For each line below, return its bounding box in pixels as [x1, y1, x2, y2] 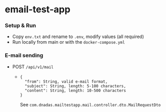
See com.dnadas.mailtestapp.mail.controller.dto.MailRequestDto [20, 101, 161, 107]
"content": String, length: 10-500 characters [24, 88, 126, 93]
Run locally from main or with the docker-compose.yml [12, 39, 125, 45]
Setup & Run [5, 22, 36, 29]
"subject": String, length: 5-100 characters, [24, 83, 126, 88]
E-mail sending [5, 52, 44, 59]
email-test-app [5, 4, 70, 15]
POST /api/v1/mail [12, 63, 54, 70]
